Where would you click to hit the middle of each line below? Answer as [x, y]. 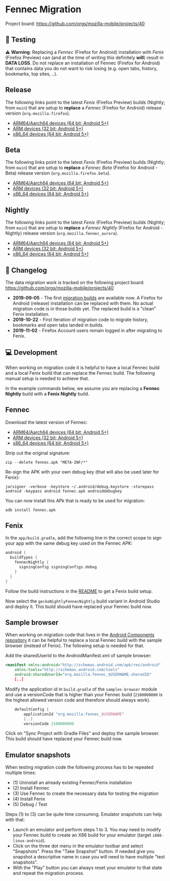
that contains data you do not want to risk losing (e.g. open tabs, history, [81, 68]
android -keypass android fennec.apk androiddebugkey [64, 491]
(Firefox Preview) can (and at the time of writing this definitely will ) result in [84, 57]
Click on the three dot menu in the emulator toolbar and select [78, 846]
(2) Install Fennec [31, 788]
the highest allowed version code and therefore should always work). [78, 700]
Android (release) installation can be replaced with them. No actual [83, 303]
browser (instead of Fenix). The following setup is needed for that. [75, 646]
